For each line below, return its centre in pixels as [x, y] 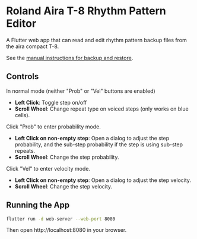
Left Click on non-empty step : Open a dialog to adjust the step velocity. [103, 180]
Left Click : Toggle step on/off [51, 102]
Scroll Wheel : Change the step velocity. [63, 186]
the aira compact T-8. [33, 46]
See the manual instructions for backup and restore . [70, 58]
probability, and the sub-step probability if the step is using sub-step [99, 144]
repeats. [25, 150]
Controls [23, 76]
